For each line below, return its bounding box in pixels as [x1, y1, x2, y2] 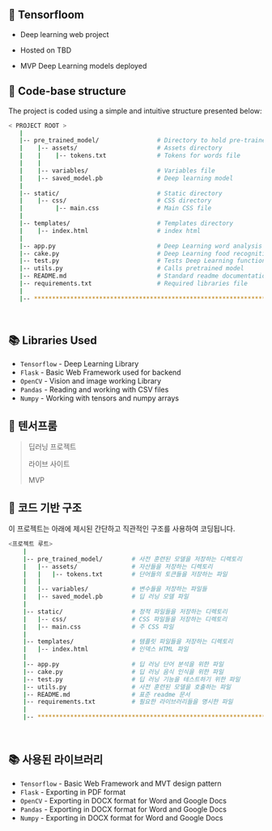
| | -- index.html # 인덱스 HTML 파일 [23, 645, 189, 654]
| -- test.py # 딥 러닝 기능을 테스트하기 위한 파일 [23, 675, 240, 684]
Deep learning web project [19, 29, 109, 39]
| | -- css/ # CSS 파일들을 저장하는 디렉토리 [23, 615, 227, 623]
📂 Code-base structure [8, 84, 127, 98]
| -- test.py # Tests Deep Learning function [19, 257, 266, 265]
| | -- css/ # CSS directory [19, 197, 212, 205]
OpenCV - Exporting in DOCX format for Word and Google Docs [19, 795, 227, 805]
